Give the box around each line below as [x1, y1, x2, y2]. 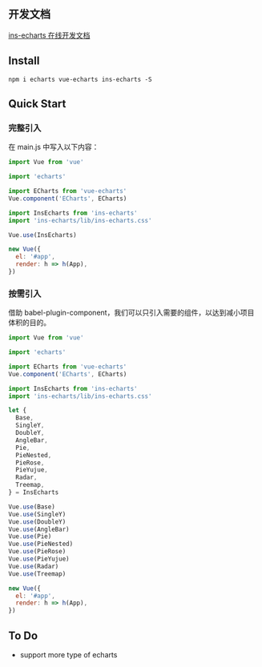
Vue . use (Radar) [8, 562, 59, 570]
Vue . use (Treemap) [8, 569, 67, 578]
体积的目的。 [8, 318, 50, 327]
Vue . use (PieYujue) [8, 555, 70, 563]
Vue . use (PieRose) [8, 548, 67, 556]
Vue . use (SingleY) [8, 510, 67, 518]
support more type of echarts [19, 650, 118, 660]
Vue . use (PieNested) [8, 540, 74, 548]
